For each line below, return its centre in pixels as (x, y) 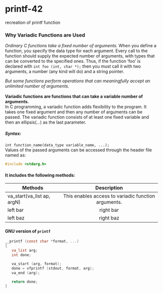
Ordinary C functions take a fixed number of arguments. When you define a (81, 46)
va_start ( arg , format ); (37, 264)
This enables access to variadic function (109, 196)
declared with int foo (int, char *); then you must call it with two (73, 66)
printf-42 (24, 9)
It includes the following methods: (40, 175)
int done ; (21, 255)
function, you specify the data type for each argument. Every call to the (76, 51)
